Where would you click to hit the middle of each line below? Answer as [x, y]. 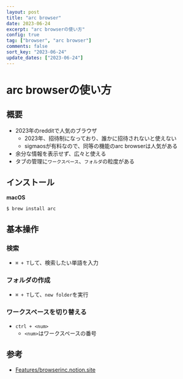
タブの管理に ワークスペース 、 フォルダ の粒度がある [75, 161]
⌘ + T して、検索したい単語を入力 [57, 263]
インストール [31, 183]
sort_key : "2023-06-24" [37, 52]
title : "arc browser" [34, 18]
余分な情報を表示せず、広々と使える [61, 154]
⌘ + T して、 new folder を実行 [52, 295]
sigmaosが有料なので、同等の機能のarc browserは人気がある [101, 146]
